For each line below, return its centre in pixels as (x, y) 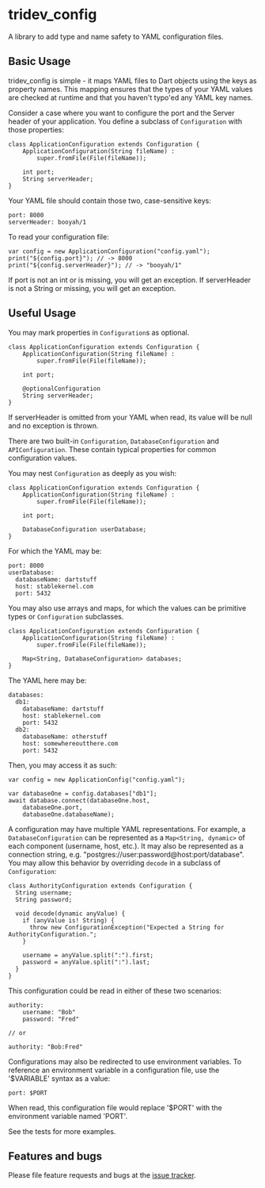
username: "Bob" (49, 1012)
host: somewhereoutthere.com (70, 743)
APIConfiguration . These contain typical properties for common (112, 449)
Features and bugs (55, 1156)
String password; (44, 899)
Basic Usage (40, 61)
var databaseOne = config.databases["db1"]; (83, 793)
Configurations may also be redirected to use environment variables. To (125, 1061)
